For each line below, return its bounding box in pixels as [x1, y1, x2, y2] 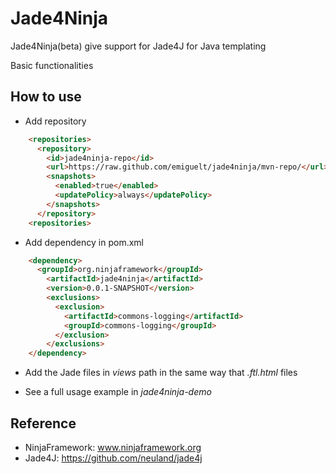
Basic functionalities [10, 59, 94, 71]
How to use [10, 88, 82, 106]
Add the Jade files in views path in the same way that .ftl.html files [24, 367, 298, 379]
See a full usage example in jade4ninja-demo [24, 386, 212, 398]
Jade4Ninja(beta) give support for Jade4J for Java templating [10, 40, 267, 52]
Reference [10, 415, 77, 432]
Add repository [24, 115, 87, 127]
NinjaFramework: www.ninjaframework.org [24, 441, 202, 453]
